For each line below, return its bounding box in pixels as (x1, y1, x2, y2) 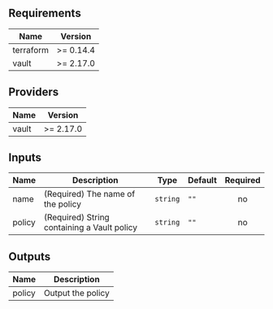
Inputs (8, 150, 42, 165)
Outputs (8, 250, 51, 263)
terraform (12, 44, 50, 55)
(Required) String (43, 211, 110, 223)
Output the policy (43, 288, 110, 299)
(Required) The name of (43, 189, 136, 200)
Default (188, 175, 218, 186)
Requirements (8, 7, 81, 20)
